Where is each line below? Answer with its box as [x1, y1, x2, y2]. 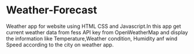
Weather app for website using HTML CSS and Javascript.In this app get [6, 23, 182, 30]
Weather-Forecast [6, 3, 97, 17]
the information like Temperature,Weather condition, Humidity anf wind [6, 35, 178, 42]
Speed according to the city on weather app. [6, 41, 114, 48]
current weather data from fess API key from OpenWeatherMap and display [6, 28, 189, 35]
